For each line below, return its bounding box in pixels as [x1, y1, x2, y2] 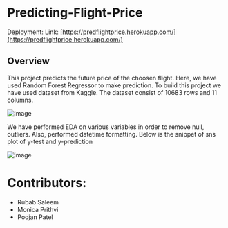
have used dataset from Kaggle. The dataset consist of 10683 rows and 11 [7, 88, 218, 96]
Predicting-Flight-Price [7, 5, 143, 21]
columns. [7, 96, 34, 104]
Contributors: [7, 175, 87, 191]
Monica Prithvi [17, 205, 59, 213]
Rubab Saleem [17, 198, 59, 206]
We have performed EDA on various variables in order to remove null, [7, 123, 205, 131]
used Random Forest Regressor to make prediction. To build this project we [7, 81, 222, 89]
